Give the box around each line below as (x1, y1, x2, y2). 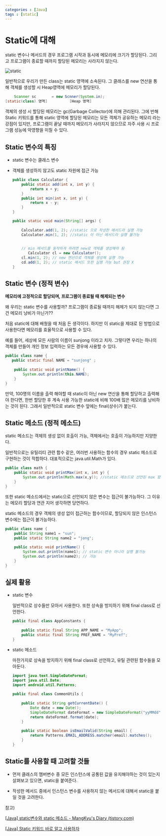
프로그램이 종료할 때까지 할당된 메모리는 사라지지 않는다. (10, 58, 119, 64)
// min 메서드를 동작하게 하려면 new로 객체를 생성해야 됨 (21, 246, 124, 251)
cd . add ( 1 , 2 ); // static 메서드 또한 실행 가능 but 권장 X (21, 260, 134, 265)
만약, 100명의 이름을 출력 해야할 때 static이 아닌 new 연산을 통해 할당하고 (5, 390, 147, 396)
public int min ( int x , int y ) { (21, 196, 88, 201)
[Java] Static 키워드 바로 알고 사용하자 (5, 826, 80, 832)
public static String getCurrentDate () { (21, 701, 108, 706)
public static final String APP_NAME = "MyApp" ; (21, 628, 124, 633)
